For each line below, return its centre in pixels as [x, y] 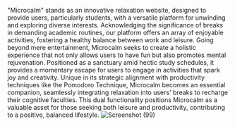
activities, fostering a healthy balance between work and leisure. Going [110, 40]
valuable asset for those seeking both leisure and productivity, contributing [116, 107]
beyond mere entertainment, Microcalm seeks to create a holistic [102, 48]
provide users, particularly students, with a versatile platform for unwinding [116, 18]
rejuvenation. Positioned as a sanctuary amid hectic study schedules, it [110, 62]
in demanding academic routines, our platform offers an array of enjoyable [115, 32]
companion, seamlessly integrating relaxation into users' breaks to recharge [117, 92]
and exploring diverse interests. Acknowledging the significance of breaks [115, 25]
